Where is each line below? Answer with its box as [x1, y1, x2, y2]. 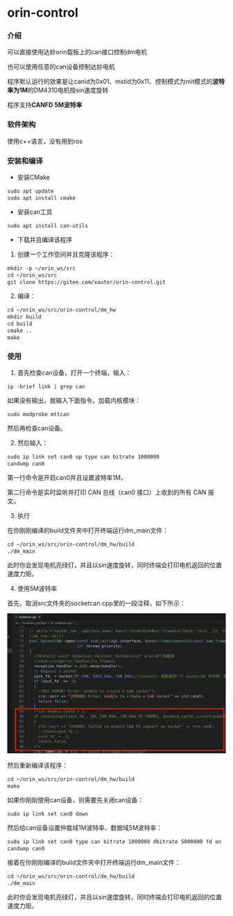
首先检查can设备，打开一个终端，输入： [17, 369, 132, 377]
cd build [7, 320, 33, 327]
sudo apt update [7, 188, 54, 195]
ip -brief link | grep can [7, 383, 85, 390]
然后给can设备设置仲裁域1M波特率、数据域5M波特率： [7, 824, 163, 832]
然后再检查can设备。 [7, 424, 67, 433]
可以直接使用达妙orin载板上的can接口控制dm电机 [7, 48, 148, 56]
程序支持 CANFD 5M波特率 [7, 101, 83, 109]
